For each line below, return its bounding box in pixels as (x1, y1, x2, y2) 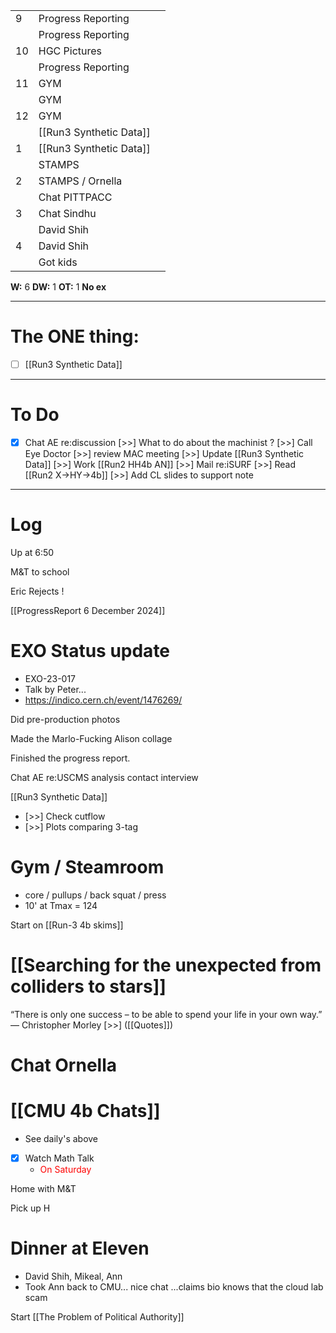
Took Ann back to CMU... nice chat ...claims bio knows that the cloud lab (24, 1280, 324, 1293)
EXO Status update (10, 640, 171, 663)
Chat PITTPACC (38, 190, 113, 204)
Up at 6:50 (10, 546, 55, 558)
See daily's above (24, 1132, 99, 1144)
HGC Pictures (38, 44, 103, 58)
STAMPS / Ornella (38, 174, 123, 188)
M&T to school (10, 565, 70, 578)
